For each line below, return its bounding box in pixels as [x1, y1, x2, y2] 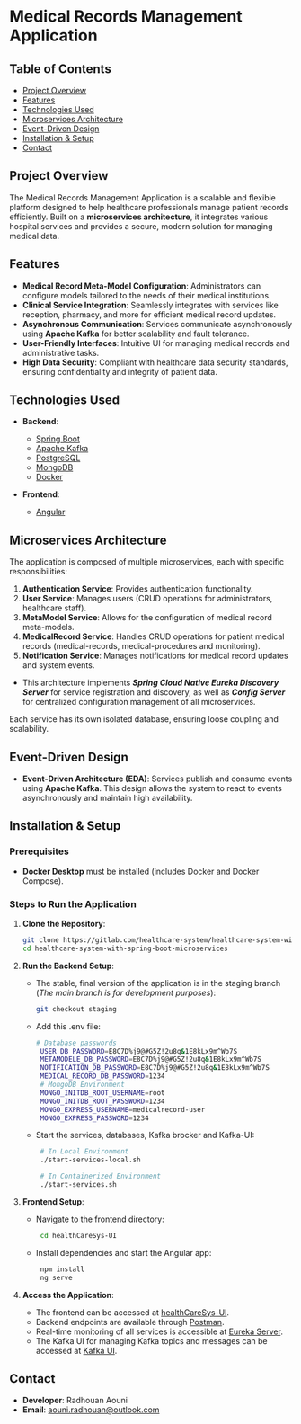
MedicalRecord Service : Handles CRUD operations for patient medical [22, 631, 285, 642]
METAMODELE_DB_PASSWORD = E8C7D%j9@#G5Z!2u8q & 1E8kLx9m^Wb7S [40, 1055, 262, 1064]
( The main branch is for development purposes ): [35, 987, 217, 998]
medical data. [9, 230, 60, 241]
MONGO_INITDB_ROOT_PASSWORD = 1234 [40, 1097, 165, 1106]
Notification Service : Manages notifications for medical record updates [22, 650, 289, 662]
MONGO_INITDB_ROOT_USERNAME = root [40, 1088, 165, 1098]
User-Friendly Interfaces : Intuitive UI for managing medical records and [22, 337, 290, 348]
